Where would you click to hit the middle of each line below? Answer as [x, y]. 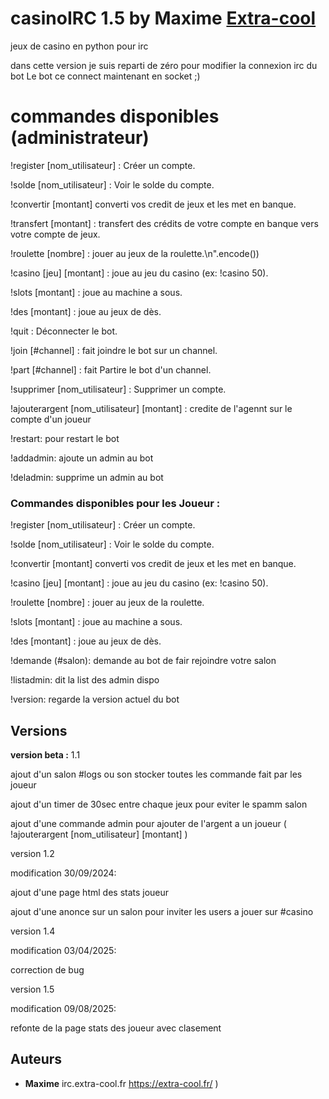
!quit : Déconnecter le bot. [64, 331]
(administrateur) [80, 138]
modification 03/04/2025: [63, 950]
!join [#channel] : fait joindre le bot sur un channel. [114, 350]
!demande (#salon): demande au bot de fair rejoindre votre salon [143, 661]
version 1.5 [32, 989]
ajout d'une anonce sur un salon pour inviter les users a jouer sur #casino [162, 911]
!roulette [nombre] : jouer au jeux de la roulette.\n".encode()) [135, 253]
